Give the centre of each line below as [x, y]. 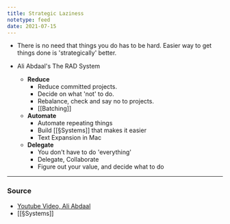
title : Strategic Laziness [46, 13]
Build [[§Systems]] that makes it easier [92, 130]
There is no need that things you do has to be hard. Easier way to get [114, 46]
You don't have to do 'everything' [85, 152]
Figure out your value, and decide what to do [101, 167]
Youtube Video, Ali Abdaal [54, 206]
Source [20, 191]
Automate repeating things [75, 123]
